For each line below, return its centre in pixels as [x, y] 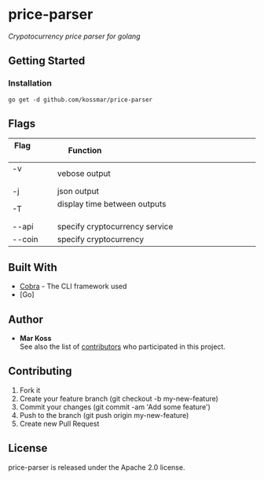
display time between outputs [112, 204]
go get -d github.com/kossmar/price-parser [81, 100]
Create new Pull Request [59, 423]
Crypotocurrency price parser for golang [74, 36]
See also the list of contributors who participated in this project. [123, 346]
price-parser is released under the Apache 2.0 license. [97, 467]
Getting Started [47, 61]
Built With [33, 267]
